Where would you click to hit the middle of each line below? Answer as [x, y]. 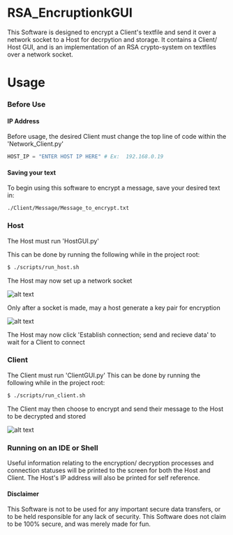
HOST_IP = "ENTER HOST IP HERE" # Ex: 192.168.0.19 [85, 157]
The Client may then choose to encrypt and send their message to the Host [115, 409]
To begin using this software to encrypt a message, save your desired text [114, 188]
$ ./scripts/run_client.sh [46, 395]
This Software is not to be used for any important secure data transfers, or [114, 509]
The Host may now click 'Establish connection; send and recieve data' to [112, 334]
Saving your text [32, 172]
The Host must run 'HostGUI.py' [53, 241]
